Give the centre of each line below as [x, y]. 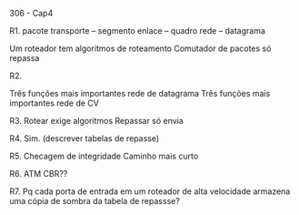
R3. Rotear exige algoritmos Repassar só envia [96, 121]
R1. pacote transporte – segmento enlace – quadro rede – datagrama [138, 31]
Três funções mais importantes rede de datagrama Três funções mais [140, 93]
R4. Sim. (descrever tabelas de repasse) [85, 138]
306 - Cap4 [31, 13]
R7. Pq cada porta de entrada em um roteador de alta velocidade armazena [150, 191]
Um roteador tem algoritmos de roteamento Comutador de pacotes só [140, 48]
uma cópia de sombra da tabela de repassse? [95, 201]
